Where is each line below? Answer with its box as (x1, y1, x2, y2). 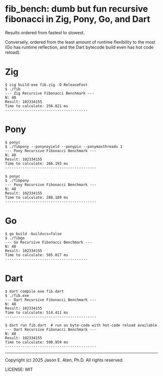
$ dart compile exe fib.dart (5, 289, 64, 294)
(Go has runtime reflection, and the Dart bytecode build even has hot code (5, 44, 154, 50)
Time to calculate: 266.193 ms (5, 161, 68, 166)
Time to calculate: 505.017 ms (5, 252, 68, 257)
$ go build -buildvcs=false (5, 231, 62, 236)
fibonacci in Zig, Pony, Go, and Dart (5, 14, 150, 25)
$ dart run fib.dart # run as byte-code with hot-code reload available (5, 323, 158, 328)
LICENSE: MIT (5, 366, 33, 372)
